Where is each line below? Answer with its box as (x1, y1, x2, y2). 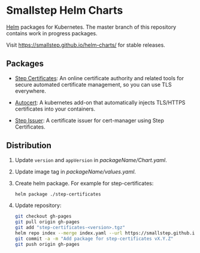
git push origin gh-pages (14, 241, 80, 247)
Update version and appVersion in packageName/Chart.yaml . (14, 156, 168, 163)
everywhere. (14, 87, 46, 95)
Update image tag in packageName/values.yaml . (14, 168, 137, 175)
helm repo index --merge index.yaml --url (14, 230, 123, 236)
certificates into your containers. (14, 105, 96, 112)
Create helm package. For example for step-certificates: (14, 179, 154, 187)
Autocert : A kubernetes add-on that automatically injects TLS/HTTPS (14, 99, 186, 106)
